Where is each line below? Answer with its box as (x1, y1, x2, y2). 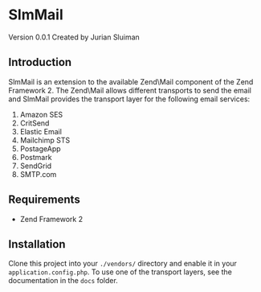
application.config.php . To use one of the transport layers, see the (8, 267, 233, 277)
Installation (8, 237, 66, 251)
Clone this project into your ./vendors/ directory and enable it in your (8, 259, 237, 269)
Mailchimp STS (19, 135, 71, 145)
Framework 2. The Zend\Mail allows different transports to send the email (8, 85, 251, 95)
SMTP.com (19, 169, 57, 179)
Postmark (19, 152, 52, 162)
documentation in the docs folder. (8, 276, 118, 286)
